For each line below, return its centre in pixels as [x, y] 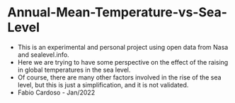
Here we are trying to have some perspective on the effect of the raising [123, 62]
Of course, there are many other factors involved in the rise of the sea [119, 77]
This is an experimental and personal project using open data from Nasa [123, 47]
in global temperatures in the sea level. [74, 70]
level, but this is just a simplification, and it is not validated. [103, 85]
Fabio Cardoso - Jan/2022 [56, 92]
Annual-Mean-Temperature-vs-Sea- [117, 12]
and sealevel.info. [43, 55]
